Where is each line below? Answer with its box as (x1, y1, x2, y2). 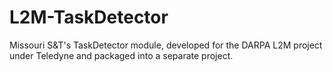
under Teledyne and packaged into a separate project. (9, 49, 234, 61)
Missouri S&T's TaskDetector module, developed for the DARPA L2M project (9, 39, 323, 51)
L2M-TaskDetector (9, 6, 169, 29)
